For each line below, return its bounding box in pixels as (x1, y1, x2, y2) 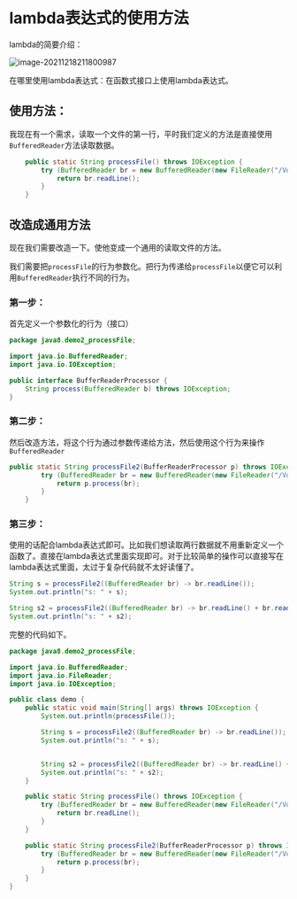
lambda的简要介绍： (9, 39, 83, 50)
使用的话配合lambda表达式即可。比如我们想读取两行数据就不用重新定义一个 (9, 539, 285, 550)
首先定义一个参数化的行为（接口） (9, 318, 133, 329)
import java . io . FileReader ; (9, 670, 113, 680)
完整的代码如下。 (9, 629, 72, 639)
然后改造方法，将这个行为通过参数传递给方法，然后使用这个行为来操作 (9, 437, 265, 447)
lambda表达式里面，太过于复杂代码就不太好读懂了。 (9, 562, 199, 572)
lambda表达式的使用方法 (9, 8, 189, 28)
